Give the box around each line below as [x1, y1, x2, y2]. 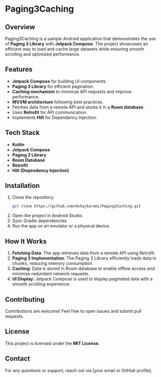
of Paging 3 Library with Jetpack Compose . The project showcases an [5, 41, 148, 47]
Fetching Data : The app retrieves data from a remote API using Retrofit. [12, 250, 156, 256]
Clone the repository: [12, 194, 55, 200]
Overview [5, 23, 36, 31]
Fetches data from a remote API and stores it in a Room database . [12, 104, 145, 110]
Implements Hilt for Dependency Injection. [12, 114, 97, 120]
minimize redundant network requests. [12, 271, 90, 277]
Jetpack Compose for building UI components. [12, 78, 107, 84]
